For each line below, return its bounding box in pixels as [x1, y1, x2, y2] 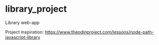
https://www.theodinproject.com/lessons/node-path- [44, 29, 154, 35]
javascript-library [5, 34, 41, 40]
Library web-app [5, 20, 40, 25]
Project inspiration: [5, 29, 44, 35]
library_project [5, 3, 67, 15]
